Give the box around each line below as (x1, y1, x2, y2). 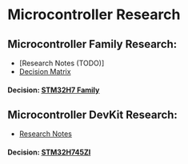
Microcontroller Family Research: (7, 37, 178, 51)
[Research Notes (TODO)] (18, 58, 105, 68)
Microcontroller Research (7, 6, 181, 24)
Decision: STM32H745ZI (7, 147, 91, 157)
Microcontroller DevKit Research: (7, 107, 178, 121)
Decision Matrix (18, 67, 71, 76)
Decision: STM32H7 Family (7, 85, 100, 95)
